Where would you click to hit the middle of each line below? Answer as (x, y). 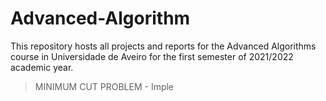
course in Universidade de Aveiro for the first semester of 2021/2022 (152, 56)
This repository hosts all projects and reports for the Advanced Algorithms (163, 46)
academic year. (42, 67)
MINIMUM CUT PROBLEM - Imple (104, 86)
